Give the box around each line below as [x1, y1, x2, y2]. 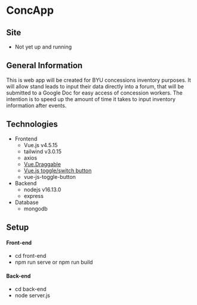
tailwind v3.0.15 [23, 148, 61, 155]
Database [14, 199, 39, 206]
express [23, 192, 44, 199]
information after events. [6, 102, 67, 109]
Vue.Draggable [23, 160, 61, 167]
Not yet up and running [14, 43, 72, 50]
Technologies [6, 119, 59, 129]
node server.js [14, 292, 51, 299]
